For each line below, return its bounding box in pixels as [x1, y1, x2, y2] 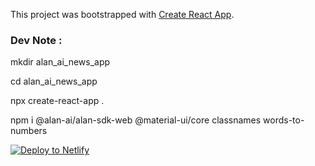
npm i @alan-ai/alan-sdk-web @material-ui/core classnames [10, 114, 262, 126]
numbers [10, 125, 48, 137]
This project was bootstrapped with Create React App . [10, 9, 235, 20]
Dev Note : [10, 33, 63, 47]
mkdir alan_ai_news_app [10, 56, 111, 68]
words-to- [263, 114, 305, 126]
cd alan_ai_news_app [10, 75, 98, 88]
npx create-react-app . [10, 95, 105, 107]
